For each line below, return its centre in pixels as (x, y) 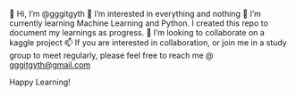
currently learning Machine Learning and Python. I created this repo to (139, 23)
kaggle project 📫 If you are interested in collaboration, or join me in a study (148, 43)
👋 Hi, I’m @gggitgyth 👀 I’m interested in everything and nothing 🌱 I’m (135, 14)
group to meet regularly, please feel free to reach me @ (111, 55)
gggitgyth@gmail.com (50, 65)
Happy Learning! (40, 82)
